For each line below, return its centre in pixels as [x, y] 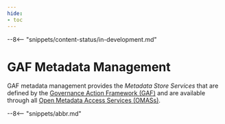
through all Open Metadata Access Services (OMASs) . [84, 101]
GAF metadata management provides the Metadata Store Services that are [113, 86]
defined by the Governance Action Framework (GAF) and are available [106, 93]
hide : [15, 13]
